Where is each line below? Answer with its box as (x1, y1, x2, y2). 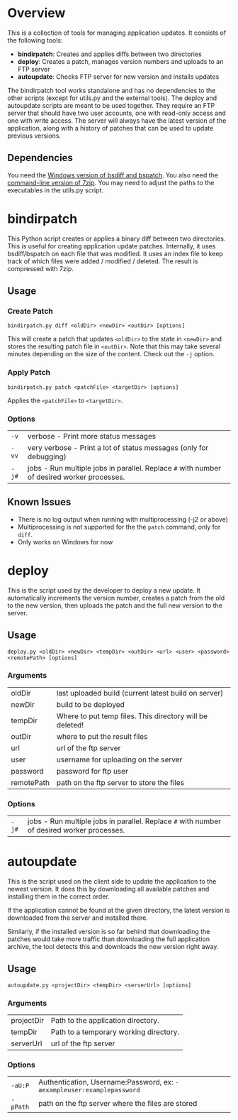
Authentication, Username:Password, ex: (38, 1077, 174, 1087)
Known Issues (7, 496, 72, 508)
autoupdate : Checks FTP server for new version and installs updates (17, 72, 220, 81)
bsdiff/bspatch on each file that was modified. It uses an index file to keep (7, 249, 223, 258)
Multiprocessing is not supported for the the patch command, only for (17, 522, 221, 531)
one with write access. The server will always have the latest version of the (7, 116, 227, 125)
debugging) (27, 451, 67, 461)
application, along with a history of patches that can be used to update (7, 123, 214, 132)
